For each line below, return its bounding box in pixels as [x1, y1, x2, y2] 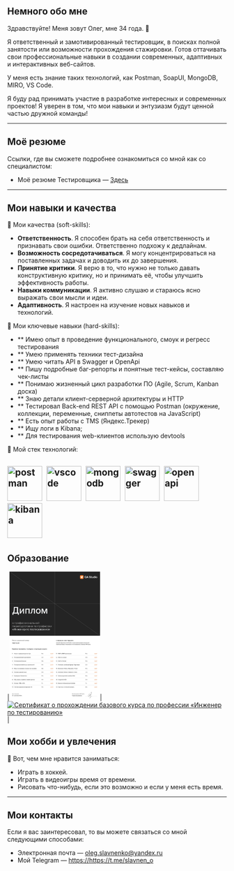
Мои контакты [7, 810, 73, 821]
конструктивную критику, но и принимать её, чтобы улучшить [17, 271, 203, 280]
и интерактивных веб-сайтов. [7, 59, 96, 68]
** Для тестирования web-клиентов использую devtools [17, 432, 186, 440]
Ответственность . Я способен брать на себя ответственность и [17, 234, 210, 243]
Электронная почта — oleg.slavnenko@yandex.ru [17, 849, 163, 857]
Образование [7, 553, 70, 565]
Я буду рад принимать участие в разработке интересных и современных [7, 94, 226, 103]
